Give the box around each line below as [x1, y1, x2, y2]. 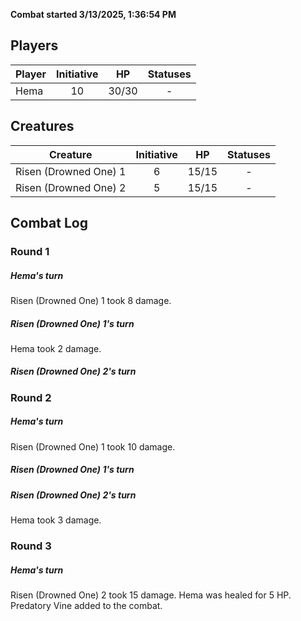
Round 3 [10, 539, 52, 553]
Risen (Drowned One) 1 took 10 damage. [10, 440, 176, 453]
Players [10, 37, 59, 54]
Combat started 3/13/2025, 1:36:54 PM [10, 9, 177, 20]
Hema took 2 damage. [10, 342, 102, 354]
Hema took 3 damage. [10, 514, 102, 526]
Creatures [10, 118, 75, 135]
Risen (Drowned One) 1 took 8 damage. [10, 294, 172, 306]
